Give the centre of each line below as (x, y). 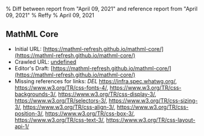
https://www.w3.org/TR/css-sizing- (153, 100)
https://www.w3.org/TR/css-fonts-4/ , (62, 87)
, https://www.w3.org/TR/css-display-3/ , (106, 94)
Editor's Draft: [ (33, 68)
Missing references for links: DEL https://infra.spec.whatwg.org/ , (96, 81)
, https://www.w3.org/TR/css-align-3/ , (68, 107)
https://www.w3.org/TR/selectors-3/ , (61, 100)
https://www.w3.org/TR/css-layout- (150, 120)
